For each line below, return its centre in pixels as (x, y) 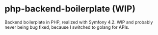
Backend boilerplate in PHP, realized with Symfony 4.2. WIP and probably (79, 22)
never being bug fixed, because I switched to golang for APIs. (67, 27)
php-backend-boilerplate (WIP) (70, 9)
